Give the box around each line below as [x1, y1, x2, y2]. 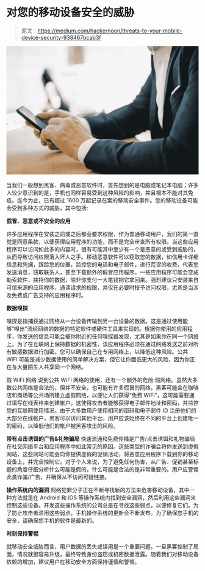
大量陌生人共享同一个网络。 [16, 363, 87, 370]
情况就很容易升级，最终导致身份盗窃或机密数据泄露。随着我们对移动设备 [16, 551, 199, 558]
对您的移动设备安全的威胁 [6, 6, 135, 20]
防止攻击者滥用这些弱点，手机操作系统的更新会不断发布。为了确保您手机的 [11, 509, 199, 517]
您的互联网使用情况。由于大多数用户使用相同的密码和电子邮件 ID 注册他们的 [6, 407, 196, 414]
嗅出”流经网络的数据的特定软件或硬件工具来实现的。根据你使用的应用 [14, 325, 188, 333]
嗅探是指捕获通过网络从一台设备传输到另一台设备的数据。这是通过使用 [6, 317, 183, 325]
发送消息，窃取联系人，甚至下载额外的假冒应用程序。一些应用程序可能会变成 [6, 268, 199, 276]
